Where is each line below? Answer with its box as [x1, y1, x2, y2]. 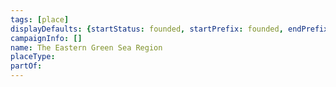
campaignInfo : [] [10, 33, 83, 43]
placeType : [10, 52, 56, 62]
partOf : [10, 61, 43, 71]
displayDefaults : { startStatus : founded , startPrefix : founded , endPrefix [10, 24, 329, 34]
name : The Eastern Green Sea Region [10, 42, 163, 53]
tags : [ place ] [10, 14, 70, 25]
